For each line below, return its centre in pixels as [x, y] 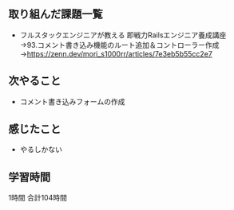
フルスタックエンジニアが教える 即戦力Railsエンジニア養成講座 [123, 35]
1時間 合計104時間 [38, 198]
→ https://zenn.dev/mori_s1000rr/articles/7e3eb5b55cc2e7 [116, 53]
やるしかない [41, 150]
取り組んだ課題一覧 [56, 14]
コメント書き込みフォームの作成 [72, 101]
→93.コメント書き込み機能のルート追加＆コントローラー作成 [119, 45]
